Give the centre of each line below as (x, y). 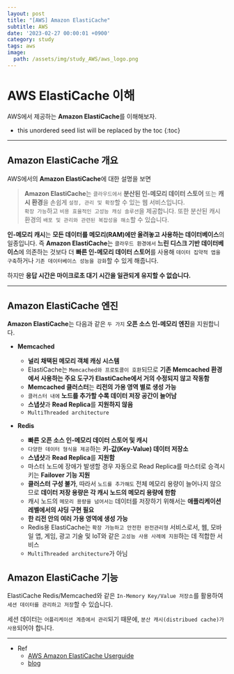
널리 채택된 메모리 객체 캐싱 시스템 (73, 361)
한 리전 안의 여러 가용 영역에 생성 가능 (78, 519)
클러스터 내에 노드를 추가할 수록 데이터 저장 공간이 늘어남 (102, 396)
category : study (31, 40)
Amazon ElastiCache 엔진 (63, 306)
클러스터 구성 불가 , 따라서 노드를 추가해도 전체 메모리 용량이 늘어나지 (118, 484)
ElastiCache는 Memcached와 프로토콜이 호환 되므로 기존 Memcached (119, 369)
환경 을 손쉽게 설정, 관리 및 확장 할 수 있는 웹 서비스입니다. (108, 202)
